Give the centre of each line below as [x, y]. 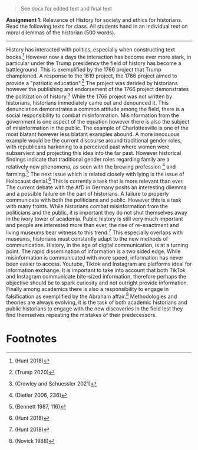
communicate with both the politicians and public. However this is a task [94, 200]
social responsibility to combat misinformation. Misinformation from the [93, 115]
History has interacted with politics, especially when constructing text [91, 49]
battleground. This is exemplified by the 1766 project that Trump [84, 69]
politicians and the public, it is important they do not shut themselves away [97, 212]
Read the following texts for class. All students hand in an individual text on [97, 26]
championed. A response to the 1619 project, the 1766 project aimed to [92, 76]
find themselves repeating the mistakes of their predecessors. [82, 315]
